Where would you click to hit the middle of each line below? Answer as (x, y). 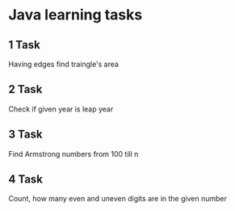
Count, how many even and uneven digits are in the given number (118, 199)
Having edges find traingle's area (64, 64)
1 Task (24, 45)
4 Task (25, 179)
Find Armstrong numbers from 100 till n (73, 154)
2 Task (25, 89)
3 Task (25, 135)
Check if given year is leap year (61, 109)
